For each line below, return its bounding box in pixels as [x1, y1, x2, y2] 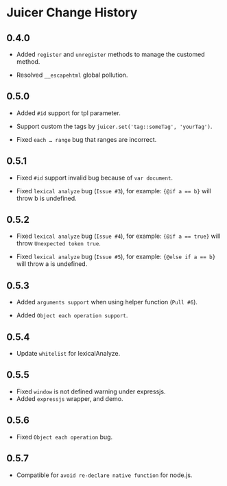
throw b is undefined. [16, 194, 77, 202]
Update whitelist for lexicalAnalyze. [16, 350, 121, 358]
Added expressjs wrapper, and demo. [16, 394, 123, 402]
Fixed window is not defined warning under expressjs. [16, 387, 166, 396]
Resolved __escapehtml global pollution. [16, 71, 128, 79]
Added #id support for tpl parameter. [16, 108, 121, 117]
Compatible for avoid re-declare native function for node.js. [16, 471, 193, 479]
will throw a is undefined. [16, 260, 88, 268]
